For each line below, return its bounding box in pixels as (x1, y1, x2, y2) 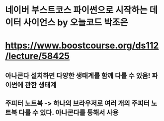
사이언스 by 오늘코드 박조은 (23, 17, 128, 28)
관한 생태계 (24, 80, 57, 89)
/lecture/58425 (5, 51, 70, 62)
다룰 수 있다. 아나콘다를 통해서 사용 (18, 109, 119, 117)
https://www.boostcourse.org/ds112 (5, 40, 159, 51)
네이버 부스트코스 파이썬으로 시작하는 (5, 4, 148, 16)
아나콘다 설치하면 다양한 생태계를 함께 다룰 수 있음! (5, 71, 151, 80)
